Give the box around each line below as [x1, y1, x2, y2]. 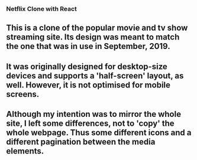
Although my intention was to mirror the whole [6, 109, 182, 119]
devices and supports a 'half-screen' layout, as [6, 70, 184, 81]
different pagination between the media [6, 137, 156, 147]
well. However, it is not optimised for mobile [6, 80, 170, 90]
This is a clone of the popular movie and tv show [6, 23, 188, 33]
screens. [6, 89, 40, 99]
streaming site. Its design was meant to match [6, 32, 180, 43]
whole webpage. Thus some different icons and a [6, 128, 192, 138]
